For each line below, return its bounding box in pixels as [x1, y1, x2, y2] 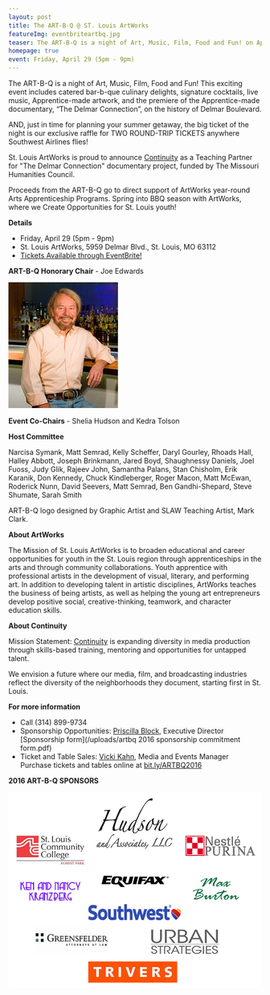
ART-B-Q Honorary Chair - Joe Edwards [8, 266, 145, 275]
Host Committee [8, 431, 64, 441]
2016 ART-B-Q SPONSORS [8, 776, 99, 785]
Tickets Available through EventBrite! [19, 250, 142, 260]
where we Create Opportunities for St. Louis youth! [8, 202, 177, 212]
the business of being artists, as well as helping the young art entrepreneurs [8, 588, 260, 597]
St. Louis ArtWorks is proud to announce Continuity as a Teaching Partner [8, 153, 253, 162]
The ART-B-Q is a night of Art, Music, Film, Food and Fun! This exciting [8, 79, 243, 88]
